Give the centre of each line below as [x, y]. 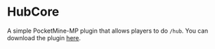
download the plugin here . [44, 37]
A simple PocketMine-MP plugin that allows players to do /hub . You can [108, 31]
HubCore [33, 12]
